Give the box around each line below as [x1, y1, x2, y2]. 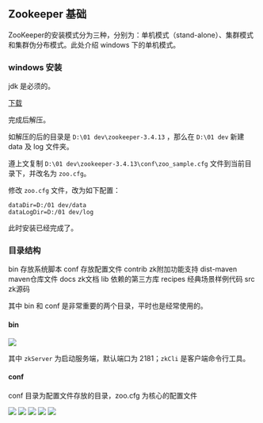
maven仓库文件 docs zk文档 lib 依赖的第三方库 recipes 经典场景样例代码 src [8, 275, 255, 284]
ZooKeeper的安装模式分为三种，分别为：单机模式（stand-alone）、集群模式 [8, 30, 254, 40]
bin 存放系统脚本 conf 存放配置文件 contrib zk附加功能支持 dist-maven [8, 264, 238, 274]
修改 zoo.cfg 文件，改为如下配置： [8, 186, 120, 195]
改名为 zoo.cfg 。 [35, 169, 91, 179]
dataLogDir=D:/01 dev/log [8, 209, 93, 217]
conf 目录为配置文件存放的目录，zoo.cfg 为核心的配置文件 [8, 390, 198, 400]
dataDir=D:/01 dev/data [8, 202, 87, 210]
